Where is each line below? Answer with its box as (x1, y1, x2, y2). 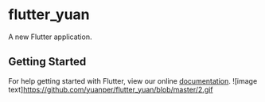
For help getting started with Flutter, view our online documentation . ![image (8, 76, 258, 85)
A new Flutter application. (8, 32, 92, 41)
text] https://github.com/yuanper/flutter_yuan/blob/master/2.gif (8, 84, 213, 94)
